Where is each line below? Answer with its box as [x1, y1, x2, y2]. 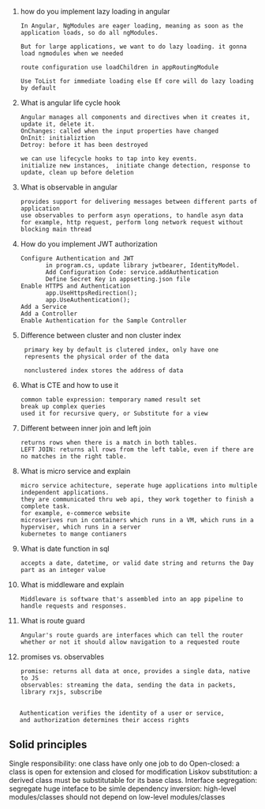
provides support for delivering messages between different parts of [20, 198, 258, 205]
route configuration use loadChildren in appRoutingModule [20, 63, 219, 71]
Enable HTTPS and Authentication [20, 282, 131, 290]
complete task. [20, 502, 71, 510]
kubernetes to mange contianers [20, 530, 127, 538]
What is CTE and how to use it [20, 381, 119, 389]
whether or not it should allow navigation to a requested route [20, 638, 240, 646]
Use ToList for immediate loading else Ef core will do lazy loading [20, 77, 255, 85]
